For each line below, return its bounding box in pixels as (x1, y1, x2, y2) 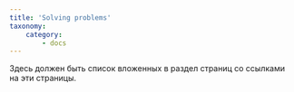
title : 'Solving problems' (9, 13, 112, 23)
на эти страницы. (9, 73, 77, 84)
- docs (42, 38, 67, 48)
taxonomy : (9, 22, 47, 31)
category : (25, 30, 64, 39)
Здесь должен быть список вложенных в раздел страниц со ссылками (9, 63, 286, 74)
